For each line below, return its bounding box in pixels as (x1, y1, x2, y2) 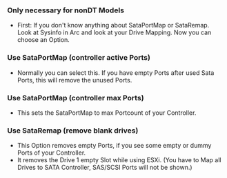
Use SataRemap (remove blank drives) (7, 126, 139, 135)
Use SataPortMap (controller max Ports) (7, 93, 144, 102)
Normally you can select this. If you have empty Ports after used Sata (17, 68, 215, 77)
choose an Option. (17, 36, 70, 44)
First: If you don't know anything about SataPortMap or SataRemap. (17, 21, 210, 30)
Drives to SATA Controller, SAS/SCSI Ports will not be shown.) (17, 164, 193, 172)
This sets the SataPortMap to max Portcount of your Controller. (17, 109, 197, 117)
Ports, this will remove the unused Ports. (17, 76, 132, 84)
